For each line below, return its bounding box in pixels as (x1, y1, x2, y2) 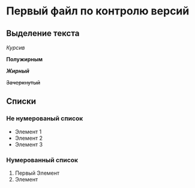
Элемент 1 (14, 128, 42, 135)
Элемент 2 (14, 134, 43, 142)
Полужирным (6, 56, 43, 62)
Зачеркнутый (6, 79, 41, 86)
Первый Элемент (14, 169, 60, 177)
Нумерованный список (6, 156, 79, 164)
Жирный (6, 67, 30, 74)
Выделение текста (6, 28, 80, 38)
